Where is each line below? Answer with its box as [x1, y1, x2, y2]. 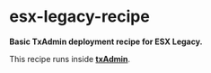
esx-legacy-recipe [9, 6, 150, 27]
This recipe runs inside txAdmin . [9, 53, 131, 64]
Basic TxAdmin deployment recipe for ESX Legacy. [9, 36, 203, 47]
